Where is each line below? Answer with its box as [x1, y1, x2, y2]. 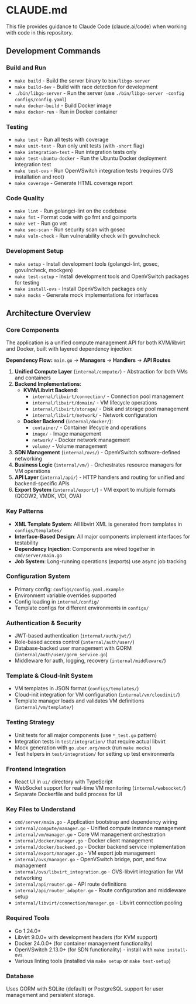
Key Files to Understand [6, 805, 76, 813]
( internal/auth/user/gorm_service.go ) [14, 651, 108, 658]
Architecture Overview [6, 308, 91, 318]
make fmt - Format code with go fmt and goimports [14, 214, 137, 221]
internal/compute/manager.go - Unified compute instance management [14, 825, 186, 832]
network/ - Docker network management [32, 437, 130, 444]
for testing [14, 279, 40, 286]
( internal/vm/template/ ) [14, 704, 74, 711]
